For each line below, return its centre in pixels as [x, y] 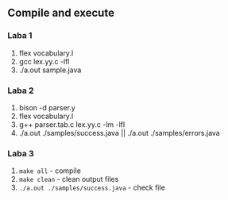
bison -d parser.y [47, 107]
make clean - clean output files [69, 179]
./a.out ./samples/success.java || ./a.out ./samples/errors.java [119, 133]
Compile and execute [61, 13]
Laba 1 [20, 36]
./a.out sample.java [50, 70]
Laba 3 [21, 153]
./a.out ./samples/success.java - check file [92, 188]
